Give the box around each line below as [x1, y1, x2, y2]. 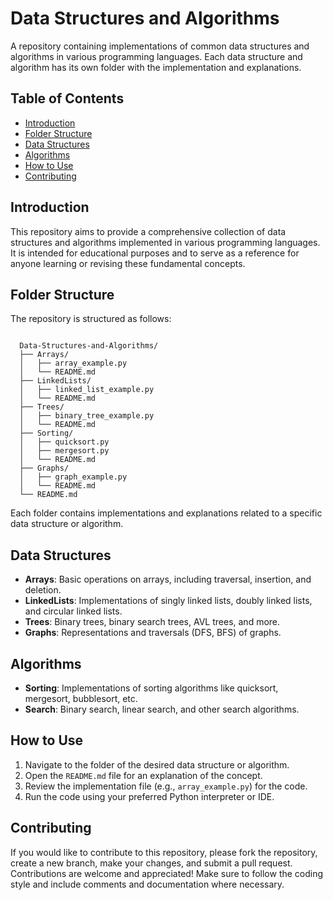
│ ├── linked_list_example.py [19, 385, 155, 395]
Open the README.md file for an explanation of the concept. [24, 769, 263, 781]
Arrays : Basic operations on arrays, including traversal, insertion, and [24, 573, 312, 586]
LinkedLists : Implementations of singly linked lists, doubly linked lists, [24, 595, 313, 607]
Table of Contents [10, 90, 125, 107]
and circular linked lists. [24, 605, 123, 617]
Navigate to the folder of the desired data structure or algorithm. [24, 758, 290, 771]
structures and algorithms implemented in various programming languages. [10, 236, 321, 248]
